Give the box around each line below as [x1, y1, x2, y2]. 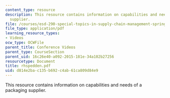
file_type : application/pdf [5, 26, 65, 31]
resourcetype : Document [5, 59, 56, 64]
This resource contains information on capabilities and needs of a [5, 82, 142, 88]
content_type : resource [5, 7, 56, 13]
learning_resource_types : [5, 31, 60, 36]
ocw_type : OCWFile [5, 40, 44, 45]
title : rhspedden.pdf [5, 63, 51, 68]
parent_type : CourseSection [5, 49, 65, 54]
